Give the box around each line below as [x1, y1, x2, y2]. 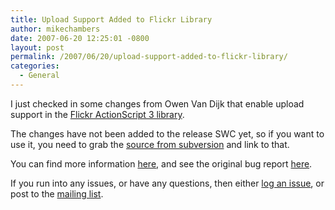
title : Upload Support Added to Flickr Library [10, 14, 213, 25]
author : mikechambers [10, 24, 101, 34]
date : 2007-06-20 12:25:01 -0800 [10, 33, 150, 43]
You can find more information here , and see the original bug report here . [10, 157, 313, 170]
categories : [10, 61, 60, 71]
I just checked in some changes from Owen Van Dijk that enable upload [10, 97, 305, 110]
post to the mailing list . [10, 187, 104, 200]
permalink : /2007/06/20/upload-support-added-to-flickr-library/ [10, 52, 288, 62]
